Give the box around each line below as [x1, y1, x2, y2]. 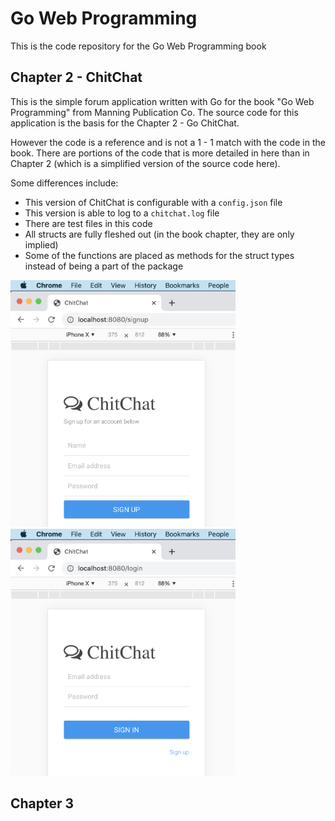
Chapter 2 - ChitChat [10, 69, 143, 86]
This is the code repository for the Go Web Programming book [10, 40, 267, 52]
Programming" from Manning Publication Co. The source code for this [10, 106, 299, 118]
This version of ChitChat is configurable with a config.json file [24, 196, 283, 208]
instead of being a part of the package [24, 260, 184, 272]
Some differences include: [10, 177, 119, 189]
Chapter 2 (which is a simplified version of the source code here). [10, 157, 281, 169]
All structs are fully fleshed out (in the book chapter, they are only [24, 228, 295, 240]
